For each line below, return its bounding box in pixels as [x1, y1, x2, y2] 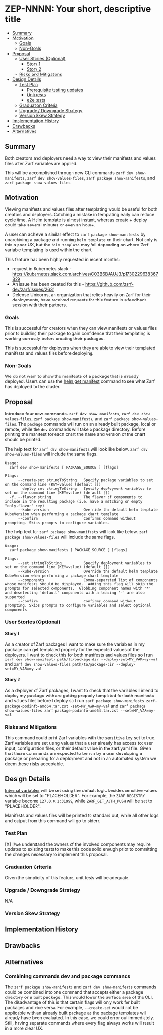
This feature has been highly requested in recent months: [5, 256, 120, 262]
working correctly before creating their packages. [5, 335, 105, 341]
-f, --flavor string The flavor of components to [9, 494, 143, 500]
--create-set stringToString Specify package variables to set [18, 477, 153, 483]
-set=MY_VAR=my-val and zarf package [70, 703, 146, 709]
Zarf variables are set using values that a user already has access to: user [5, 740, 153, 746]
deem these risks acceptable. [5, 761, 65, 767]
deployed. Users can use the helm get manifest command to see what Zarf [5, 378, 155, 384]
